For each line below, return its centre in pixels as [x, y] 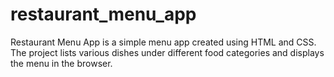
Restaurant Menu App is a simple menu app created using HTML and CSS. [163, 42]
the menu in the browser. [61, 63]
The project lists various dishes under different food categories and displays [167, 52]
